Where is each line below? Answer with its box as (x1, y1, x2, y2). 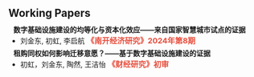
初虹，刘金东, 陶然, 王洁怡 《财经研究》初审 (19, 59, 170, 69)
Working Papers (8, 6, 91, 20)
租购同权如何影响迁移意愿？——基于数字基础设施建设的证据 (13, 49, 211, 58)
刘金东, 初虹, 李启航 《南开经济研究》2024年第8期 (19, 35, 196, 46)
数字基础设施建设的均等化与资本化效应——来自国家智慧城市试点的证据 (13, 25, 246, 34)
